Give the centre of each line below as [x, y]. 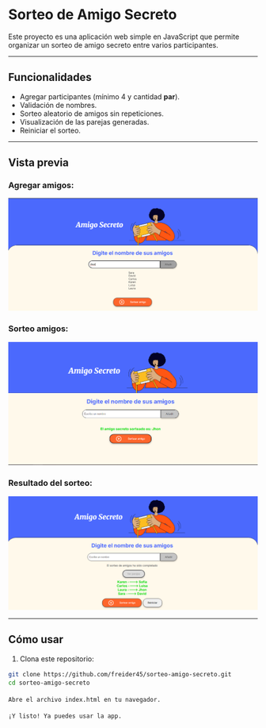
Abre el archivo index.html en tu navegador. [84, 699]
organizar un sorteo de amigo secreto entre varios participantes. [114, 44]
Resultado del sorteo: [50, 483]
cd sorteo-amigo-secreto [49, 683]
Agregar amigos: [41, 186]
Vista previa [38, 163]
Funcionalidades [50, 77]
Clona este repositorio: [57, 659]
